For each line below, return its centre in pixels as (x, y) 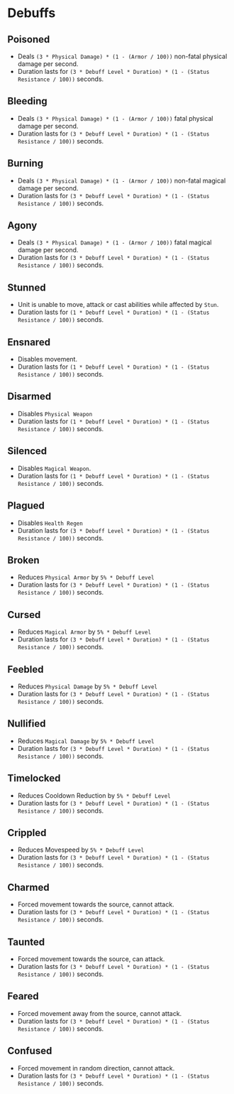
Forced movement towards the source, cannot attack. (96, 904)
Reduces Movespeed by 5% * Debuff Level (81, 850)
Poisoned (29, 39)
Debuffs (32, 13)
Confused (30, 1051)
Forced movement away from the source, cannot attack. (100, 1013)
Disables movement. (48, 359)
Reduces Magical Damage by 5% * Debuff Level (86, 741)
